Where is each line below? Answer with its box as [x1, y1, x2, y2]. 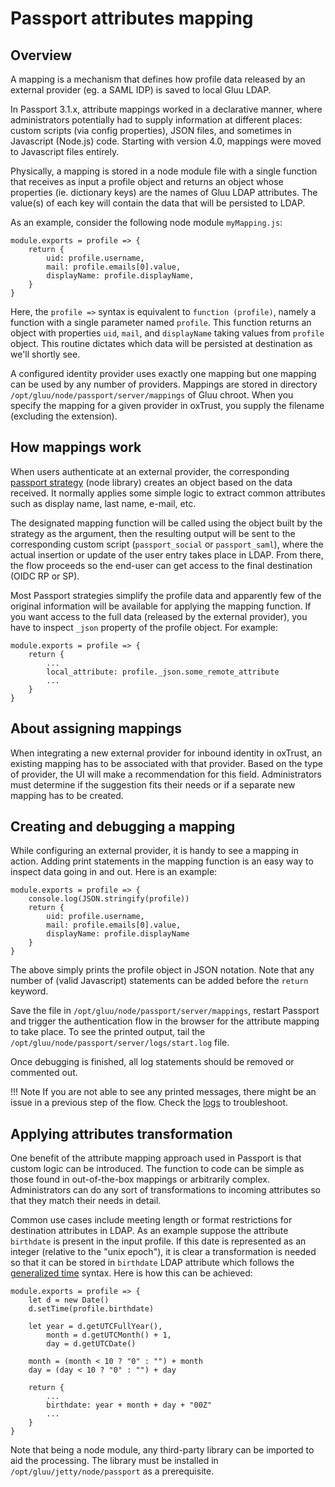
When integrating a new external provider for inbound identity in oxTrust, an [10, 747, 323, 759]
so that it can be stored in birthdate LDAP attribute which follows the [10, 1257, 295, 1269]
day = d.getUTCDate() [46, 1339, 137, 1349]
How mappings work [10, 439, 142, 456]
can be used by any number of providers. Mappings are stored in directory [10, 378, 318, 390]
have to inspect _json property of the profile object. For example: [10, 621, 279, 633]
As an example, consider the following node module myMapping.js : [10, 217, 283, 228]
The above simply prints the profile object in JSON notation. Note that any [10, 964, 315, 976]
